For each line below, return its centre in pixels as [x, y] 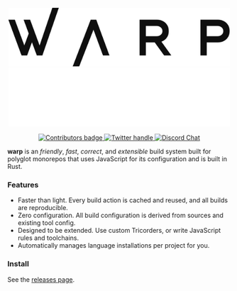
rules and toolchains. [48, 238]
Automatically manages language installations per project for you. [114, 246]
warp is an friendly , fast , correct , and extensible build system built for [109, 151]
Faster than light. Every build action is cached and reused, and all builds [123, 200]
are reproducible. [43, 208]
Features [23, 185]
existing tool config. [46, 223]
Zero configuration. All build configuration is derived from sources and [120, 215]
